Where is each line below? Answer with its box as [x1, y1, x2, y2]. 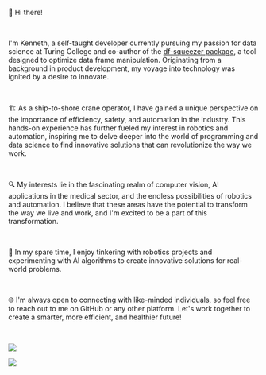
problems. [28, 265, 62, 273]
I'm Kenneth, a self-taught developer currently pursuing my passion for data [8, 38, 257, 48]
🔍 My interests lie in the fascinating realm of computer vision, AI [8, 180, 220, 189]
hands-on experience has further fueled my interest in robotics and [8, 123, 229, 133]
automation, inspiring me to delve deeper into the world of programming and [8, 132, 259, 141]
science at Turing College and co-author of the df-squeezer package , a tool [8, 47, 256, 56]
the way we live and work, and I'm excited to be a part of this [8, 208, 208, 218]
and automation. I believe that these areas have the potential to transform [8, 199, 248, 209]
